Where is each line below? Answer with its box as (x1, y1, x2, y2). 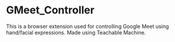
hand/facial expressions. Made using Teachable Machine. (6, 29, 146, 36)
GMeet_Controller (6, 3, 95, 17)
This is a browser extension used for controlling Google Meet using (6, 23, 169, 30)
